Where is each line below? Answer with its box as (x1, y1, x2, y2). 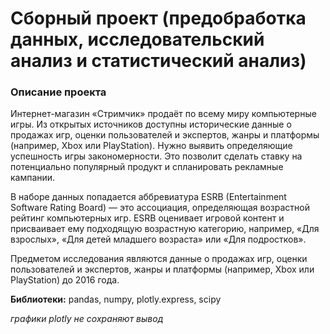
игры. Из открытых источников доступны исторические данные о (10, 118, 292, 131)
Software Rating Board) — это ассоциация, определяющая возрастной (10, 202, 311, 214)
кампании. (10, 172, 56, 184)
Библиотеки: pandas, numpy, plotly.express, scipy (10, 293, 222, 306)
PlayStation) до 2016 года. (10, 274, 120, 286)
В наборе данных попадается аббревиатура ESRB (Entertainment (10, 191, 287, 203)
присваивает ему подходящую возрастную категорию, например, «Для (10, 223, 320, 235)
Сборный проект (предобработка (10, 7, 307, 30)
